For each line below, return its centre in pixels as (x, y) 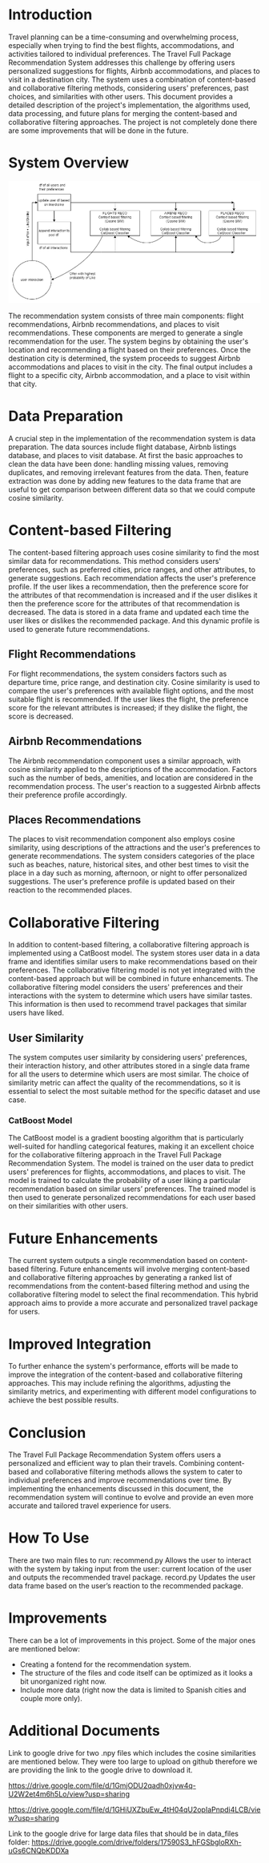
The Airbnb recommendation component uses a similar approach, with (125, 760)
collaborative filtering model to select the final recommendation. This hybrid (133, 1294)
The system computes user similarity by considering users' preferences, (128, 1057)
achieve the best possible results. (64, 1400)
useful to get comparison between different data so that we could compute (132, 489)
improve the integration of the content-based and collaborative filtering (125, 1374)
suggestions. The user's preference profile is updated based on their (122, 882)
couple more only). (51, 1699)
